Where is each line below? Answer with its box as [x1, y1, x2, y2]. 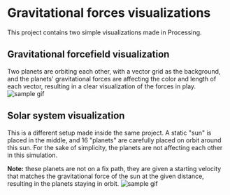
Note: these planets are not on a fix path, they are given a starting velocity [7, 164, 222, 173]
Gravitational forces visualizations [7, 5, 211, 21]
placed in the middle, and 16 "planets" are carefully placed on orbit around [7, 135, 222, 144]
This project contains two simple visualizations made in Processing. [7, 28, 202, 36]
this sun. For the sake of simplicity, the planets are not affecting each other [7, 143, 223, 152]
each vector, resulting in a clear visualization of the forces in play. [7, 82, 196, 90]
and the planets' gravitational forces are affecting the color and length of [7, 74, 217, 83]
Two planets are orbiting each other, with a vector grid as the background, [7, 67, 221, 75]
